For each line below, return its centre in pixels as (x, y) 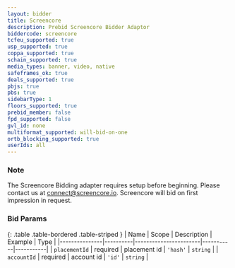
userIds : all (26, 146)
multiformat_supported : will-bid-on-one (68, 132)
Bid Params (27, 219)
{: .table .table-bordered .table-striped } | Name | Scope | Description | (110, 234)
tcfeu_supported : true (41, 40)
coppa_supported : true (41, 54)
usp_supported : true (38, 47)
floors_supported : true (42, 106)
